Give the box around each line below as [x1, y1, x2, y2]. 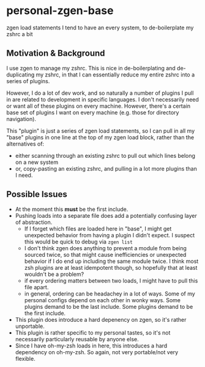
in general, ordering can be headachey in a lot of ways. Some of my [24, 290, 196, 297]
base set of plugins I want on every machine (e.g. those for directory [6, 108, 179, 116]
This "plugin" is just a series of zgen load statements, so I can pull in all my [6, 127, 195, 135]
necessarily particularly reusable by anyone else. [15, 335, 139, 343]
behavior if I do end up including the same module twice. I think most [24, 258, 199, 265]
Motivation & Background [6, 48, 105, 59]
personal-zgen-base [6, 4, 114, 18]
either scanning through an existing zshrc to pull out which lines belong [15, 152, 196, 159]
